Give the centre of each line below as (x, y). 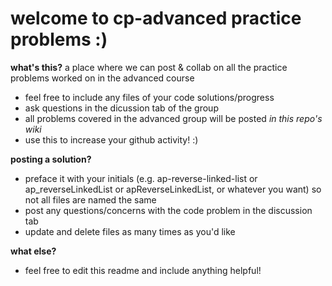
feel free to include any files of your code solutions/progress (149, 97)
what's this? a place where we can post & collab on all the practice (149, 67)
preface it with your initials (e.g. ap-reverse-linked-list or (141, 178)
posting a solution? (51, 159)
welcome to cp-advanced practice (156, 18)
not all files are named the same (90, 199)
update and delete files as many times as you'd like (130, 231)
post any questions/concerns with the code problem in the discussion (168, 210)
